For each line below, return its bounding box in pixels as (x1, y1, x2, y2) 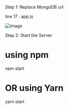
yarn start (5, 98, 25, 104)
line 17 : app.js (5, 14, 34, 19)
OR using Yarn (5, 83, 64, 94)
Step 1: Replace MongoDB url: (5, 4, 65, 10)
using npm (5, 50, 49, 60)
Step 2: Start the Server (5, 33, 52, 38)
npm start (5, 65, 25, 71)
